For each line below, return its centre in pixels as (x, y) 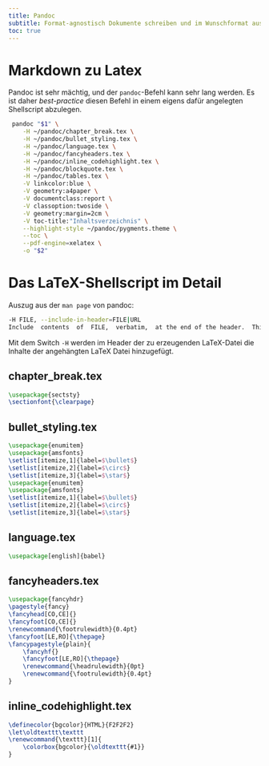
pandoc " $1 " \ (35, 124)
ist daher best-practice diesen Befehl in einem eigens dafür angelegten (126, 101)
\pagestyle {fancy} (39, 607)
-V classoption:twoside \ (66, 206)
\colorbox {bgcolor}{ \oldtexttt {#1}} (84, 747)
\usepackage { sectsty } (44, 395)
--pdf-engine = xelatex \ (62, 244)
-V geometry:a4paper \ (60, 191)
